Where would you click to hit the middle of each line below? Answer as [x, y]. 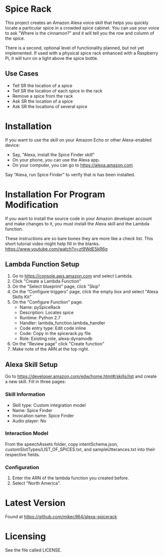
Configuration [22, 467]
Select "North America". [37, 483]
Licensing [26, 537]
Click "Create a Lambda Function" [47, 281]
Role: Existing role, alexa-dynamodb [56, 339]
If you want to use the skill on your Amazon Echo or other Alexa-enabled [78, 140]
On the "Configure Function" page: [47, 302]
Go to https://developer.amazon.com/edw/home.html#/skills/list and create [81, 376]
